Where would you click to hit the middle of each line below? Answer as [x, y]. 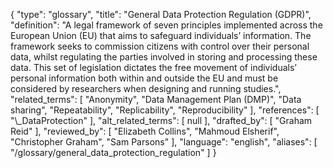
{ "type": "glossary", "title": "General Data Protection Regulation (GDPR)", [161, 14]
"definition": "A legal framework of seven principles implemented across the [166, 25]
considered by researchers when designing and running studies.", [146, 88]
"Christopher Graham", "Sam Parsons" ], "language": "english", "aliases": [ [164, 142]
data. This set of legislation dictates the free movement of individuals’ [154, 67]
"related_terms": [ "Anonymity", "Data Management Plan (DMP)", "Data [156, 99]
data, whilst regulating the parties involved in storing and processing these [164, 57]
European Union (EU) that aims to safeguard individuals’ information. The [161, 35]
